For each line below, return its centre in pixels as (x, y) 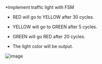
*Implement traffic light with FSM (40, 7)
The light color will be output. (43, 46)
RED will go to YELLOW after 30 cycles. (53, 17)
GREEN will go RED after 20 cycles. (49, 37)
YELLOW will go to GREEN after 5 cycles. (55, 27)
